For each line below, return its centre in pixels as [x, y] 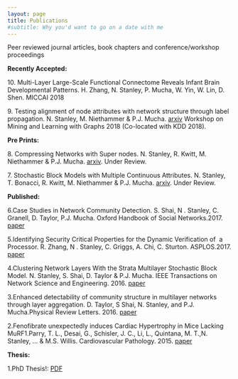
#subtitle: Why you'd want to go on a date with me [85, 27]
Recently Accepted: [37, 69]
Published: [24, 197]
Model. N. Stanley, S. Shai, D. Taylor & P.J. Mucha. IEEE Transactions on [112, 276]
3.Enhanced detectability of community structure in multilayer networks [112, 297]
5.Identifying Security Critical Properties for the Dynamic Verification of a [115, 240]
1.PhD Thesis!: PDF [35, 369]
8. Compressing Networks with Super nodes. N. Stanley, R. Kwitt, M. [107, 154]
